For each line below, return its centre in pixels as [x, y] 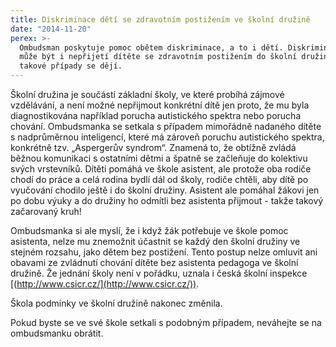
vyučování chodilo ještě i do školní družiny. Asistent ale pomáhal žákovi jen [165, 190]
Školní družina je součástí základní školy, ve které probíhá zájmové [147, 94]
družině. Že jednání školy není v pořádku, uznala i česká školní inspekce [159, 273]
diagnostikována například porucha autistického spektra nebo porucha [156, 115]
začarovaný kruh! [46, 211]
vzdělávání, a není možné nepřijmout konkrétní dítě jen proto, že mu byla [160, 105]
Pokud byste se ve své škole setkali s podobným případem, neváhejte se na [166, 322]
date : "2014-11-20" [51, 29]
